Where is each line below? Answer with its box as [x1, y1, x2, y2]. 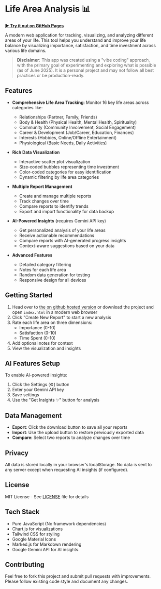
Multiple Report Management [12, 184, 73, 189]
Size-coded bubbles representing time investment [19, 164, 119, 169]
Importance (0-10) [19, 324, 56, 330]
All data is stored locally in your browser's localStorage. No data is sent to [5, 462, 152, 467]
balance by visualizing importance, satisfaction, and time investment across [5, 42, 156, 48]
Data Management [5, 411, 62, 420]
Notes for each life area [19, 267, 66, 272]
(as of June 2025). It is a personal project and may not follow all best [16, 67, 154, 73]
